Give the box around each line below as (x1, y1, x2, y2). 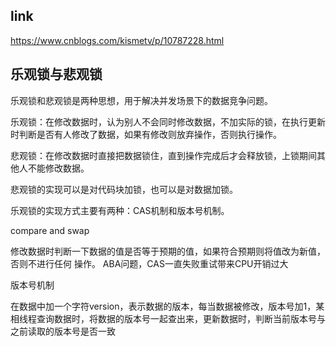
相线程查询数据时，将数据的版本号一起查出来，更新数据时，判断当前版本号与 (10, 312, 326, 324)
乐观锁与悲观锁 (10, 66, 103, 83)
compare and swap (10, 224, 90, 236)
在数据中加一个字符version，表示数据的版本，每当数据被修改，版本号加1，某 (10, 300, 325, 312)
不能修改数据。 (27, 162, 90, 174)
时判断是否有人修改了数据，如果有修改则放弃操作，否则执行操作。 (10, 128, 282, 140)
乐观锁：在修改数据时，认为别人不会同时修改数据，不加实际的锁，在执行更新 (10, 115, 326, 128)
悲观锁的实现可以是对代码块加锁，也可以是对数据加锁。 (10, 183, 238, 195)
